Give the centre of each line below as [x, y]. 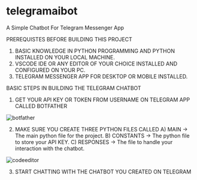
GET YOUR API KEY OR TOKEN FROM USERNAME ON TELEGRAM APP [102, 100]
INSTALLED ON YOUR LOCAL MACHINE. [65, 57]
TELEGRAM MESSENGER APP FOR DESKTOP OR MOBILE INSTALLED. [101, 76]
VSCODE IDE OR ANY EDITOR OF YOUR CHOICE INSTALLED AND [96, 64]
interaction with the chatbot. [50, 148]
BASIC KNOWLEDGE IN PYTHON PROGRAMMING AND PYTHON [95, 51]
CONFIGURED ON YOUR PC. [50, 70]
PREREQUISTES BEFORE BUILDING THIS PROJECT [69, 39]
